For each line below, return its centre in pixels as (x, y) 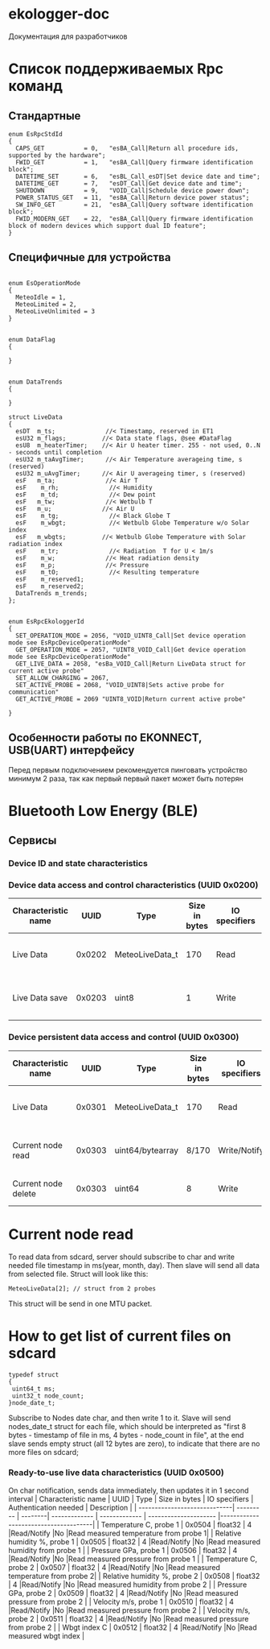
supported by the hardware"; (57, 155)
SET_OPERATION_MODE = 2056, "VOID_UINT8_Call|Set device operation (131, 636)
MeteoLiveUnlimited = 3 (55, 311)
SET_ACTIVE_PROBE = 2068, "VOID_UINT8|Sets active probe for (120, 685)
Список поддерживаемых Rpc (116, 69)
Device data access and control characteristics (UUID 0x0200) (133, 885)
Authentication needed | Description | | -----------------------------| (122, 1507)
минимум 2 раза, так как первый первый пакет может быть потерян (126, 778)
